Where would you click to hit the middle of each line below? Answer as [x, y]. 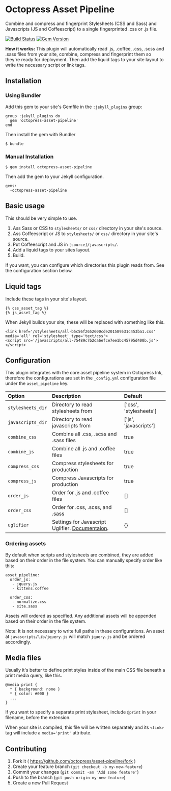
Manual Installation [30, 157]
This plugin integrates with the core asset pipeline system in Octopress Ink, [84, 373]
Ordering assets [26, 544]
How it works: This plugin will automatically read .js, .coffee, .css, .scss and [85, 48]
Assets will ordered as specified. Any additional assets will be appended [81, 616]
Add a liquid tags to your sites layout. [51, 250]
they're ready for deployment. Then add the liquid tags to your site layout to [84, 59]
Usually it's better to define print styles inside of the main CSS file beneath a [85, 670]
